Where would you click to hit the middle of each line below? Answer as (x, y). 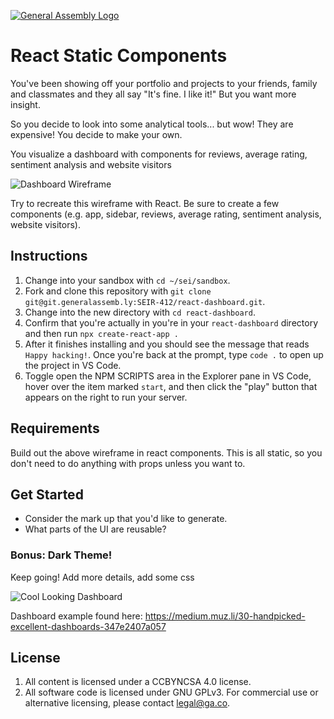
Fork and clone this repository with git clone (118, 291)
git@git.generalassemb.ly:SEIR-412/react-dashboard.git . (145, 301)
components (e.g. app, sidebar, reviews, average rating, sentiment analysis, (166, 214)
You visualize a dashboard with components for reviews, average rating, (159, 154)
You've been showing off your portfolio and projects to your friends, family (164, 83)
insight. (25, 104)
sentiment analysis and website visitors (91, 164)
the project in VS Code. (73, 365)
